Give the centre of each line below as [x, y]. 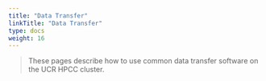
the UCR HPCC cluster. [66, 70]
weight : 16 [27, 38]
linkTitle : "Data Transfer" [56, 23]
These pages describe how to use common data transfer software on [143, 61]
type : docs [27, 30]
